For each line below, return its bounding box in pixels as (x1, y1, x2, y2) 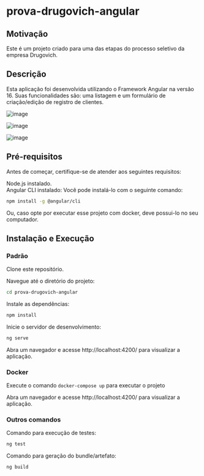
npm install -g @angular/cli (6, 198, 81, 204)
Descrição (6, 69, 47, 80)
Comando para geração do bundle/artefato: (6, 452, 116, 459)
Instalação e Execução (6, 233, 94, 244)
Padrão (6, 251, 29, 260)
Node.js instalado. (6, 179, 52, 187)
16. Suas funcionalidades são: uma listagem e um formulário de (6, 92, 166, 99)
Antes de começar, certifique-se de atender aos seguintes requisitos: (6, 168, 182, 175)
